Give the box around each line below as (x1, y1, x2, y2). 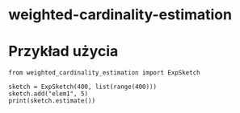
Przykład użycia (8, 42, 119, 61)
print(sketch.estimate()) (8, 97, 95, 105)
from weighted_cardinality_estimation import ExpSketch (8, 69, 200, 77)
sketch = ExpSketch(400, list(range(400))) (8, 83, 158, 91)
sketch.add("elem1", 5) (8, 90, 89, 98)
